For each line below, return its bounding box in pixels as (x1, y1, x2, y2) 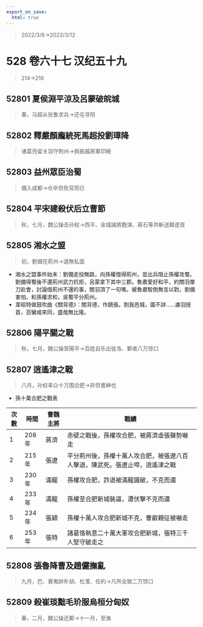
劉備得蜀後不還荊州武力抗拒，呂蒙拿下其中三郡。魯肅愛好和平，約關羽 (14, 278, 190, 285)
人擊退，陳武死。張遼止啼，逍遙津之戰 (67, 461, 176, 469)
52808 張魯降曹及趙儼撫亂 (6, 560, 106, 571)
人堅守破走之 (67, 538, 104, 546)
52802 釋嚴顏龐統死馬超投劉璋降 (6, 130, 129, 141)
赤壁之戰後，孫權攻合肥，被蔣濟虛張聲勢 (67, 431, 182, 440)
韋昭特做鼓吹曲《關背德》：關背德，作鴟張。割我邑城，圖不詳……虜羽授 (14, 300, 192, 308)
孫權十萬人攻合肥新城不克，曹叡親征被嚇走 (67, 514, 188, 522)
